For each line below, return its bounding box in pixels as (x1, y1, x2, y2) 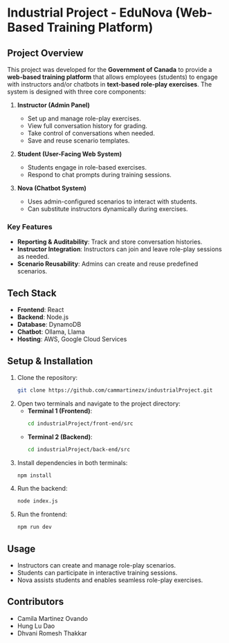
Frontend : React (17, 306, 64, 314)
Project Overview (7, 47, 84, 59)
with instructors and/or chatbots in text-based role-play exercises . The (7, 80, 212, 88)
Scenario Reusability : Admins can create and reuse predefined (17, 260, 199, 268)
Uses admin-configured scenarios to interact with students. (27, 197, 198, 206)
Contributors (7, 596, 64, 608)
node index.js (17, 498, 58, 505)
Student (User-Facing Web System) (17, 150, 122, 158)
